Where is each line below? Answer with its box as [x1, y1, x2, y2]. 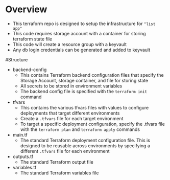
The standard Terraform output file [20, 159, 93, 165]
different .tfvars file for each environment [20, 148, 110, 154]
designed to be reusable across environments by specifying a [20, 142, 151, 149]
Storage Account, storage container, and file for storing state [20, 77, 149, 83]
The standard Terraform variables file [20, 170, 99, 176]
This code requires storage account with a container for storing [12, 30, 147, 36]
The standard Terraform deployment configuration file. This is [20, 137, 151, 143]
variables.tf [12, 164, 37, 170]
